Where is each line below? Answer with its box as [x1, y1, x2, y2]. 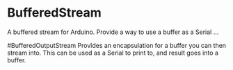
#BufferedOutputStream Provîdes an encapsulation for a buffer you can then [7, 41, 227, 49]
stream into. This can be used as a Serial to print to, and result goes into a [7, 49, 219, 57]
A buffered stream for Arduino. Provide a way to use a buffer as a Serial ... [7, 28, 219, 36]
